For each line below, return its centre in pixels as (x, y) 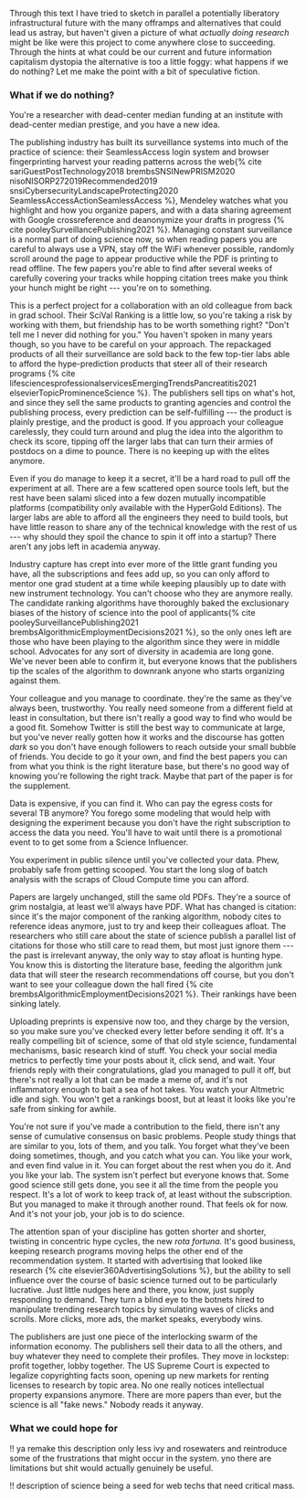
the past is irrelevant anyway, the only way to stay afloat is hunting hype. (146, 956)
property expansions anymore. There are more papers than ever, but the (146, 1395)
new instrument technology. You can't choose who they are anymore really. (152, 594)
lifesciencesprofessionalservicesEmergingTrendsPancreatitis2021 (133, 384)
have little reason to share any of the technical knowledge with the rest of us (153, 527)
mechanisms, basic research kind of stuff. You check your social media (143, 1051)
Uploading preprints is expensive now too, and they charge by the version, (150, 1021)
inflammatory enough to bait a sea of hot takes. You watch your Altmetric (147, 1090)
